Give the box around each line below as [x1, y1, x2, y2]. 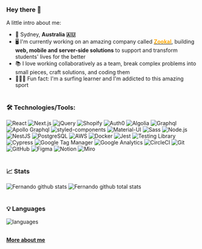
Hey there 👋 [6, 5, 41, 14]
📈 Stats [6, 167, 30, 175]
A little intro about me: [6, 19, 62, 27]
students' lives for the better [15, 53, 86, 60]
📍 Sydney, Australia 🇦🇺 [15, 31, 76, 38]
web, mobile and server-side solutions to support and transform [15, 47, 178, 54]
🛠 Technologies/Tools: [6, 103, 76, 112]
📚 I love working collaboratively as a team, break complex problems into [15, 60, 197, 67]
